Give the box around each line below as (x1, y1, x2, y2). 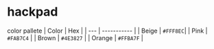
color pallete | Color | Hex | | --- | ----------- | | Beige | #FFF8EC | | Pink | (7, 27, 208, 35)
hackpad (7, 4, 58, 20)
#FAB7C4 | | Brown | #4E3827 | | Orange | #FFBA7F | (7, 33, 144, 42)
